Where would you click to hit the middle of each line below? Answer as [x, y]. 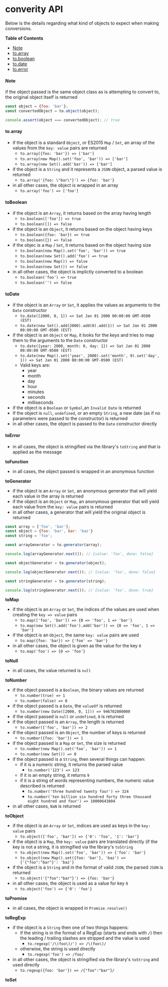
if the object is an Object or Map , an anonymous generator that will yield [86, 501]
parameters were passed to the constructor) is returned [70, 419]
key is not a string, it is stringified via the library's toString [73, 847]
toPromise [16, 898]
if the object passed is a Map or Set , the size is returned [69, 743]
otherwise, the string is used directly [58, 949]
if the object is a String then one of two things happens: [70, 928]
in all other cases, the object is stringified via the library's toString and [86, 959]
